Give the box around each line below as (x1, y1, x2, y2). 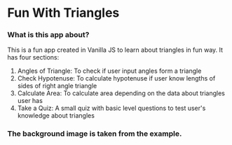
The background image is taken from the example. (7, 129, 182, 139)
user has (17, 97, 43, 105)
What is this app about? (7, 30, 90, 40)
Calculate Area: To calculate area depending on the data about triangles (17, 89, 226, 97)
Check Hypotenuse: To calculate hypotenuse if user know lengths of (17, 74, 216, 83)
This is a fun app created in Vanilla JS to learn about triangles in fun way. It (7, 46, 223, 54)
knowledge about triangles (17, 111, 95, 120)
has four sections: (7, 53, 60, 62)
